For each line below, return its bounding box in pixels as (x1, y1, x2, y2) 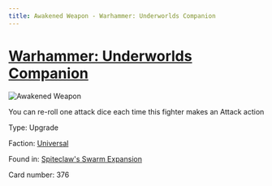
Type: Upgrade (8, 123, 59, 132)
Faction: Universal (8, 138, 69, 148)
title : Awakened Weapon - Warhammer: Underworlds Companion (8, 11, 217, 20)
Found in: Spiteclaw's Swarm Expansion (8, 154, 142, 163)
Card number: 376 (8, 170, 70, 180)
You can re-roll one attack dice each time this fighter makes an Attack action (8, 106, 265, 116)
